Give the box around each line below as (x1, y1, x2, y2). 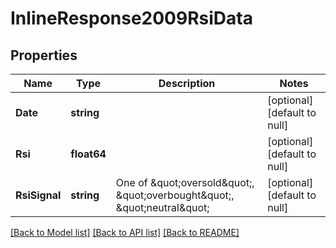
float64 (70, 147, 107, 161)
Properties (10, 47, 78, 64)
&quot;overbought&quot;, (115, 188, 235, 202)
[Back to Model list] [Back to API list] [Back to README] (10, 227, 240, 238)
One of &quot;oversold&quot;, (115, 176, 255, 189)
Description (158, 77, 216, 90)
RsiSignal (15, 188, 62, 202)
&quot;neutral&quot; (115, 201, 210, 214)
